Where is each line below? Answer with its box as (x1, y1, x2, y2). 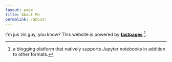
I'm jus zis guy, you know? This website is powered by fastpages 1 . (5, 31, 147, 38)
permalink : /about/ (5, 17, 47, 22)
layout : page (5, 7, 33, 13)
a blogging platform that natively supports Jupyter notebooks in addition (12, 46, 165, 52)
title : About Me (5, 12, 40, 17)
